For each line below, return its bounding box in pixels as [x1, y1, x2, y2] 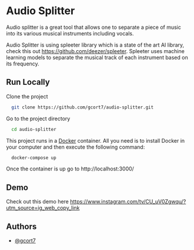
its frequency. [6, 60, 39, 67]
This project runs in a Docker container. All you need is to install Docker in [6, 137, 185, 144]
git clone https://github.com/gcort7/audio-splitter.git [11, 104, 154, 110]
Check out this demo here [6, 198, 69, 205]
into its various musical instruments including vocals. [6, 29, 134, 37]
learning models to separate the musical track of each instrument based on [6, 54, 188, 61]
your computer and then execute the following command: [6, 143, 145, 150]
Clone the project [6, 93, 48, 100]
